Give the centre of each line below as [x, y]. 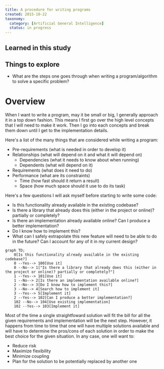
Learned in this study [38, 48]
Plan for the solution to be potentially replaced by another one [74, 362]
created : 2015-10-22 [26, 14]
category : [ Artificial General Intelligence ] [57, 23]
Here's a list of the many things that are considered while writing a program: [82, 140]
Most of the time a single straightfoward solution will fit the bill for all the [78, 316]
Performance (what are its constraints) [51, 176]
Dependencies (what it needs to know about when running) [79, 160]
